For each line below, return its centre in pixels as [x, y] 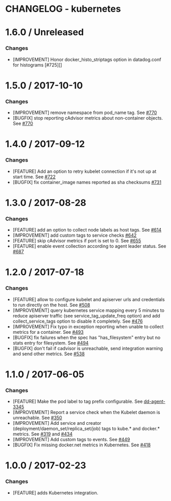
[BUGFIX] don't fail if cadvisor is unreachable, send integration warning [88, 348]
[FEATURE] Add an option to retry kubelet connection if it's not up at [84, 171]
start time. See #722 [34, 176]
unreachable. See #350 [37, 418]
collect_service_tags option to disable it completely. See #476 [78, 321]
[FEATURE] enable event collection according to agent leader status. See [89, 246]
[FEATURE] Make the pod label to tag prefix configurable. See [78, 401]
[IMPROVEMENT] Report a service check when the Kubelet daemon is [86, 413]
